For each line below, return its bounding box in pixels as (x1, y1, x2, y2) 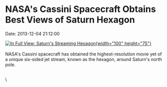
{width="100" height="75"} (95, 40, 152, 46)
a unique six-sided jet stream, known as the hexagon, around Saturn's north (5, 56, 162, 62)
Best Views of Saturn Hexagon (5, 14, 135, 25)
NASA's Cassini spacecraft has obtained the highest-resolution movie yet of (5, 51, 162, 57)
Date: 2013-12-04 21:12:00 (5, 30, 60, 36)
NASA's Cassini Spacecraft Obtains (5, 3, 156, 15)
